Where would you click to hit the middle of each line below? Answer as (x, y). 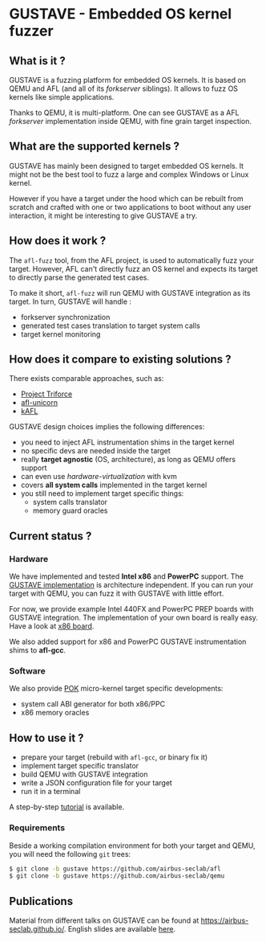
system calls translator (70, 502)
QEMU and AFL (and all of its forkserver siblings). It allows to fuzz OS (124, 88)
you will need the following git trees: (70, 854)
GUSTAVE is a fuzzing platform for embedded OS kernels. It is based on (128, 80)
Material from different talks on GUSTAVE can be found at (104, 920)
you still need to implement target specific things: (102, 494)
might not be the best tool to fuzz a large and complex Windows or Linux (129, 174)
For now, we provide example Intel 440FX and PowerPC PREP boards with (131, 609)
